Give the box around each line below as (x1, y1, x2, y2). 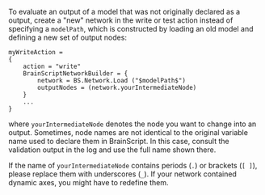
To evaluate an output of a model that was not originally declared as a (8, 7, 241, 16)
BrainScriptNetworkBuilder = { (23, 70, 128, 78)
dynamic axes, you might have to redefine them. (8, 178, 169, 187)
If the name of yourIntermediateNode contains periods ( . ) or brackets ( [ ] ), (8, 161, 258, 170)
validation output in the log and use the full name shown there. (8, 145, 217, 155)
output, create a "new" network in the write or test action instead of (8, 15, 233, 25)
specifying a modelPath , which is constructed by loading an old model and (8, 24, 254, 33)
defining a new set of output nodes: (8, 32, 128, 42)
